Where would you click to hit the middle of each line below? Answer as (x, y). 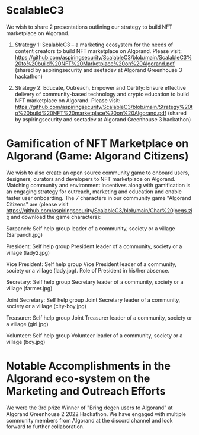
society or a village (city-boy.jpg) (46, 306)
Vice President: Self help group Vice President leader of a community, (91, 264)
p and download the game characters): (54, 217)
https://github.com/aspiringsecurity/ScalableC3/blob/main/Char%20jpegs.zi (99, 210)
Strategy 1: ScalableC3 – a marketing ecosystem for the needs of (94, 45)
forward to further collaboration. (45, 427)
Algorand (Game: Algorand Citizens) (97, 156)
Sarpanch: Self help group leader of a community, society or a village (91, 228)
